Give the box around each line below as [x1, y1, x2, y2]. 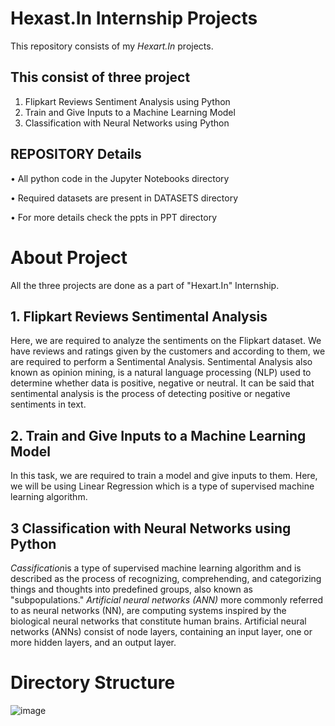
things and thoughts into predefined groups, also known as [10, 583, 253, 595]
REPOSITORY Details [10, 146, 142, 163]
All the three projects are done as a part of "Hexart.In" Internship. [10, 279, 280, 291]
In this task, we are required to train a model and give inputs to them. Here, [10, 470, 318, 482]
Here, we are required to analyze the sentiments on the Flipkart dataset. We [10, 335, 322, 347]
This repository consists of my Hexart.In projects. [10, 40, 214, 52]
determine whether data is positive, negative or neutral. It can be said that [10, 377, 315, 389]
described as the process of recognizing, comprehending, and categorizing [10, 572, 322, 584]
